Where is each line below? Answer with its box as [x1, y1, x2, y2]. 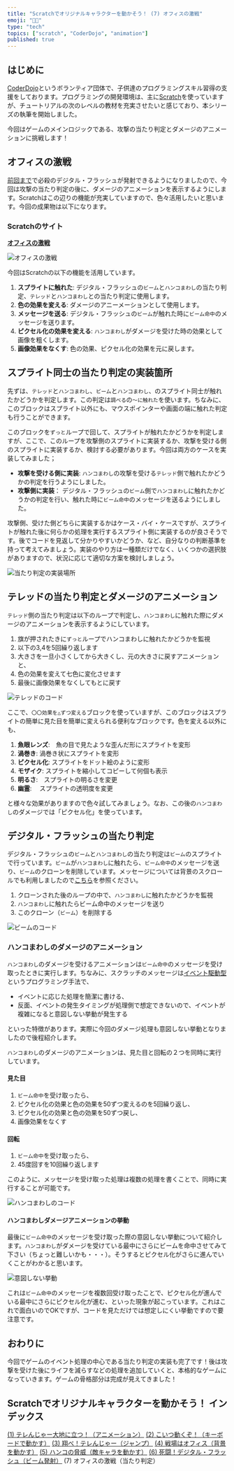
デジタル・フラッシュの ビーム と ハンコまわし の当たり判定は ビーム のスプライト [7, 850, 222, 858]
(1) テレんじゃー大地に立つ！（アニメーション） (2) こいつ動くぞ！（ [7, 1430, 205, 1439]
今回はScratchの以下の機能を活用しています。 [7, 269, 140, 277]
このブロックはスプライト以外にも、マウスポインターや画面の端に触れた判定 [7, 404, 228, 413]
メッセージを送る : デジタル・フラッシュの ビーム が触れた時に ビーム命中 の [17, 309, 221, 318]
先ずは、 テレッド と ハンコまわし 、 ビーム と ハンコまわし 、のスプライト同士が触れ [7, 386, 222, 395]
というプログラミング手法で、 [7, 977, 93, 986]
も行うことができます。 [7, 413, 75, 421]
